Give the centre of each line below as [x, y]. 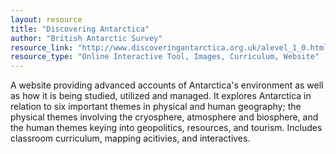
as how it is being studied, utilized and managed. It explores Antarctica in [161, 96]
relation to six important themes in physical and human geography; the [156, 107]
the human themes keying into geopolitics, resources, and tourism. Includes [166, 128]
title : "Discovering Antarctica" [80, 29]
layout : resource [46, 19]
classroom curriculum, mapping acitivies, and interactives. [130, 138]
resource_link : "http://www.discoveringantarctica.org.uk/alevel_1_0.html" [171, 47]
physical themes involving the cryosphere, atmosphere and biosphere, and [164, 117]
